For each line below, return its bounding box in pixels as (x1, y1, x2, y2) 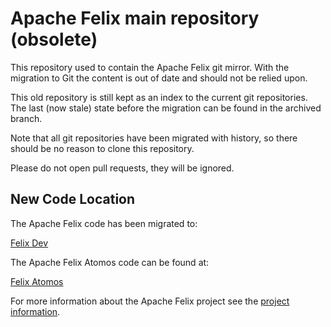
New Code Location (10, 191, 136, 208)
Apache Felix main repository (10, 7, 260, 30)
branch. (10, 112, 43, 124)
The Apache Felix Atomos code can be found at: (10, 256, 210, 268)
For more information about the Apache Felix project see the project (10, 295, 290, 307)
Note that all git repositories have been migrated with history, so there (10, 132, 298, 144)
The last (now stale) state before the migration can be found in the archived (10, 102, 322, 114)
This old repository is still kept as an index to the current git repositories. (10, 91, 308, 103)
